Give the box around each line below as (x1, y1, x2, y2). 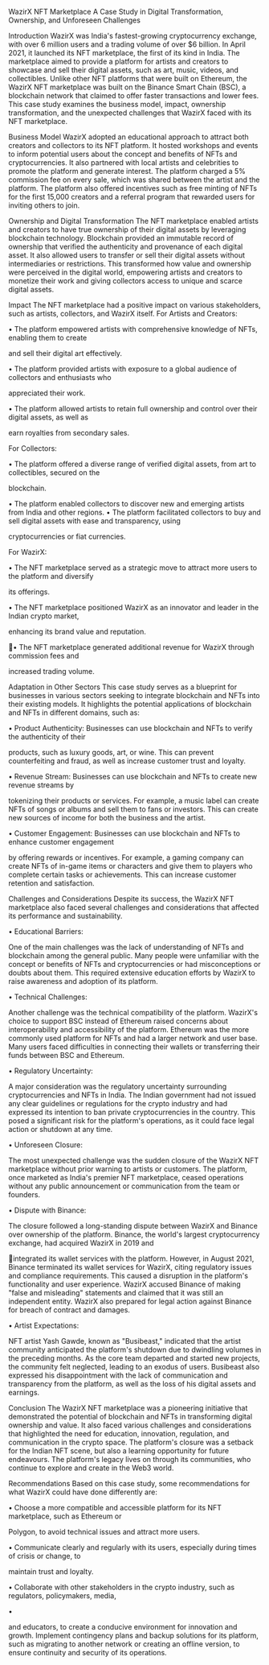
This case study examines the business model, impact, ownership (8, 100, 226, 109)
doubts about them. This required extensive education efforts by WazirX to (8, 968, 255, 977)
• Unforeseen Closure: (8, 1140, 83, 1150)
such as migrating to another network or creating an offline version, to (8, 1639, 240, 1649)
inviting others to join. (8, 200, 80, 210)
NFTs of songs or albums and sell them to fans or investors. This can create (8, 804, 259, 814)
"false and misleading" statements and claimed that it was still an (8, 1288, 223, 1297)
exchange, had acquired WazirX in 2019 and (8, 1238, 154, 1247)
